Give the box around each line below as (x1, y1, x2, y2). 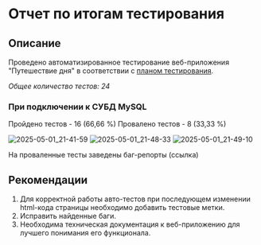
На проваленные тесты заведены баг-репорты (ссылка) (8, 150, 199, 160)
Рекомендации (8, 173, 88, 187)
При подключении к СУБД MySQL (8, 101, 147, 112)
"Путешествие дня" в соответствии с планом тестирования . (8, 66, 214, 76)
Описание (8, 37, 61, 50)
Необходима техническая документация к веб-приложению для (19, 220, 240, 229)
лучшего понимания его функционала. (19, 228, 151, 238)
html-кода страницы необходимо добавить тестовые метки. (19, 203, 225, 212)
